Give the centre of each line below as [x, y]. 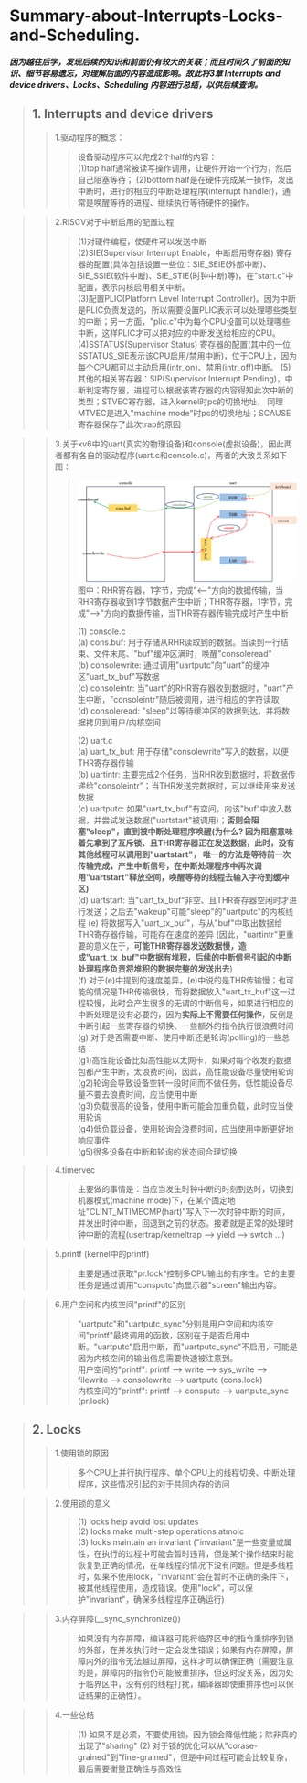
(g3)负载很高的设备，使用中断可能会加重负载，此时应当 [181, 1106]
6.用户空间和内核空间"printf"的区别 [120, 1304]
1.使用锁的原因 [82, 1453]
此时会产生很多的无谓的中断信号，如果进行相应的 [201, 1003]
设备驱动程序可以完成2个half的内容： [147, 156]
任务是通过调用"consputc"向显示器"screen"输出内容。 [179, 1284]
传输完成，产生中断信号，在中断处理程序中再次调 [169, 865]
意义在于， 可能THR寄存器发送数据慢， [166, 945]
